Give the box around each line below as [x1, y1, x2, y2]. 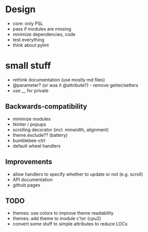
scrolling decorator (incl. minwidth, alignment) [12, 126, 109, 133]
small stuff [5, 60, 51, 72]
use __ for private [12, 88, 49, 94]
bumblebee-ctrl [12, 137, 46, 143]
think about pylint [12, 42, 49, 48]
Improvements [5, 158, 52, 166]
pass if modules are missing [12, 25, 71, 32]
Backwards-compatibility [5, 102, 87, 111]
